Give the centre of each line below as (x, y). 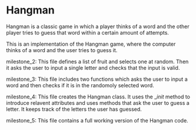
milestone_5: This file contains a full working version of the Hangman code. (97, 120)
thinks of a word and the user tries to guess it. (62, 50)
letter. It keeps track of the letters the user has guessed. (74, 109)
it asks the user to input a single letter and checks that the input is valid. (93, 67)
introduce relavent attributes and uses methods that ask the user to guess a (98, 102)
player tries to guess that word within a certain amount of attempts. (88, 32)
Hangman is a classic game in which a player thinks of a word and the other (98, 26)
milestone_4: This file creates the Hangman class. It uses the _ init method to (98, 97)
